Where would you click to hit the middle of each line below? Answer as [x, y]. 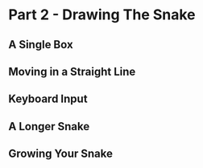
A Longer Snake [49, 126]
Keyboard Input [48, 99]
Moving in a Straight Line [72, 71]
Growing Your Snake [61, 154]
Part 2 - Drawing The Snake [102, 15]
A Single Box [41, 45]
